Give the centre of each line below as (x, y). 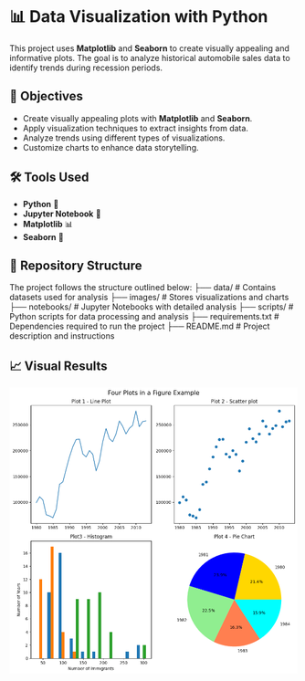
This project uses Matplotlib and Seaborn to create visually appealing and (149, 48)
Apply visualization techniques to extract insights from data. (136, 128)
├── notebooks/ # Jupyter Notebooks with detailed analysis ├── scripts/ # (152, 307)
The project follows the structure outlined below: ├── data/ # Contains (143, 288)
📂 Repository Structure (76, 265)
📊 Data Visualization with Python (139, 17)
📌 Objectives (47, 96)
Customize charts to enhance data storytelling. (110, 147)
